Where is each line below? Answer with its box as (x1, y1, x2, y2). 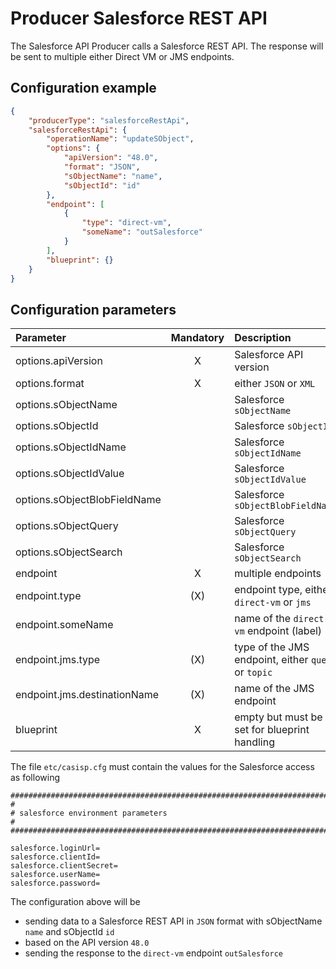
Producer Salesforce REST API (10, 7, 268, 30)
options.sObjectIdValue (15, 467, 125, 481)
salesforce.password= (10, 878, 101, 889)
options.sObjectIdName (15, 440, 127, 454)
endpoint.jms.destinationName (15, 688, 160, 702)
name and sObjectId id (24, 926, 115, 938)
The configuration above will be (10, 896, 141, 908)
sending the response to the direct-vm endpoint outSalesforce (24, 947, 283, 959)
